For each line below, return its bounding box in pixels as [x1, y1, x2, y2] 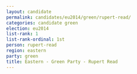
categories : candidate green [6, 20, 78, 26]
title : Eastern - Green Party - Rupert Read [6, 58, 118, 64]
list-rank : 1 [6, 31, 39, 37]
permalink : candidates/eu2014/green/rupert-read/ [6, 14, 132, 20]
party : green [6, 53, 39, 59]
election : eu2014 [6, 25, 49, 32]
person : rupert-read [6, 42, 58, 48]
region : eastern [6, 48, 46, 54]
